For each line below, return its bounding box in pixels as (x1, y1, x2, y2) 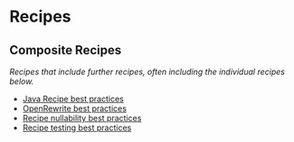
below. (9, 76, 34, 87)
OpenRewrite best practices (22, 103, 127, 114)
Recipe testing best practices (22, 122, 132, 133)
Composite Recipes (9, 43, 122, 58)
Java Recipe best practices (22, 93, 124, 104)
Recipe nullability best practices (22, 113, 142, 123)
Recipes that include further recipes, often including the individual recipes (9, 66, 285, 77)
